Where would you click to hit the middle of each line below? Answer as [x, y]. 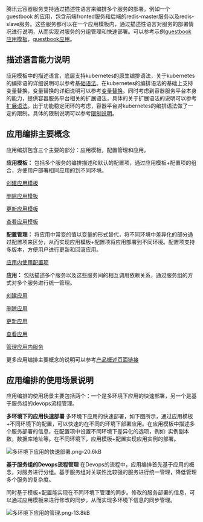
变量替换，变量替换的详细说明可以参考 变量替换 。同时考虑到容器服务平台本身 [101, 91]
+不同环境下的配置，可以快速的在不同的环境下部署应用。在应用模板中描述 [98, 424]
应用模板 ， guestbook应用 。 [41, 39]
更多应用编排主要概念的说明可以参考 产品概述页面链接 [72, 359]
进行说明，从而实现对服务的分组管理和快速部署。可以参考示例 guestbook [101, 31]
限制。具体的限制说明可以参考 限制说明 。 [67, 113]
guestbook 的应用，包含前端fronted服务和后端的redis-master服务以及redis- [100, 16]
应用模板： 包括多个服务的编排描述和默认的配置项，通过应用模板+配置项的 [99, 162]
